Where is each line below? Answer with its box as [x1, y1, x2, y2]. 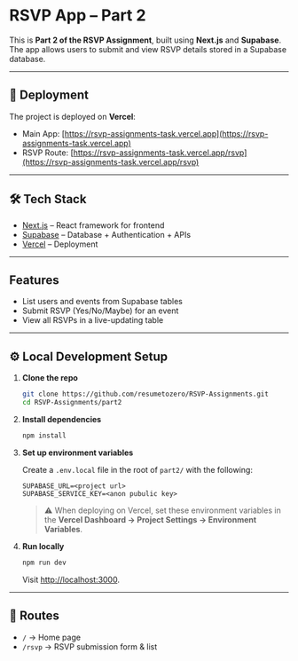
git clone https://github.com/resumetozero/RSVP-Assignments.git [21, 390, 269, 399]
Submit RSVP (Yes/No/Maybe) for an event [21, 305, 179, 316]
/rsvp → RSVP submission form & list [21, 641, 158, 652]
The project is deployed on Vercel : [9, 111, 136, 122]
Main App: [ [21, 128, 65, 138]
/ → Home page [21, 632, 82, 642]
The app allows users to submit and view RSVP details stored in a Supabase [9, 43, 286, 54]
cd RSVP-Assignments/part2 [21, 398, 122, 407]
